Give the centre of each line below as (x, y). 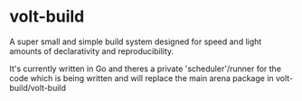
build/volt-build (38, 87)
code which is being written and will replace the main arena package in (142, 78)
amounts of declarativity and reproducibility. (92, 50)
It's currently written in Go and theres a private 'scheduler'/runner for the (146, 69)
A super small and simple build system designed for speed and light (136, 41)
